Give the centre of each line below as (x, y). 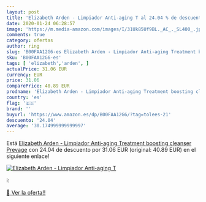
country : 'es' (25, 97)
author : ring (23, 47)
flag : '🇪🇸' (21, 103)
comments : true (26, 35)
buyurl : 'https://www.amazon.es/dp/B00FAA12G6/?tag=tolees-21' (89, 114)
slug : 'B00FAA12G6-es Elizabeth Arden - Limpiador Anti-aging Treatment (101, 52)
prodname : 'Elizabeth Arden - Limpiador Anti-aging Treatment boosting (100, 92)
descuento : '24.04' (31, 120)
